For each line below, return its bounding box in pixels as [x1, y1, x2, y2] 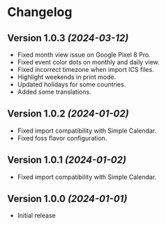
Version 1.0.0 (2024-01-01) [7, 193, 128, 205]
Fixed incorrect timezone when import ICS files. [17, 66, 155, 73]
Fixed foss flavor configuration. [17, 133, 107, 142]
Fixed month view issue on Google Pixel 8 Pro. [17, 50, 151, 59]
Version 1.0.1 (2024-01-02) [7, 154, 127, 166]
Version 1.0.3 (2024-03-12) [7, 32, 129, 44]
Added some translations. [17, 88, 92, 96]
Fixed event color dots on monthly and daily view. [17, 58, 160, 66]
